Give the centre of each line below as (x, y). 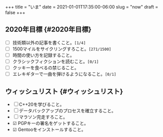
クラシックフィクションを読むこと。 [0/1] (56, 61)
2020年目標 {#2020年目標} (48, 29)
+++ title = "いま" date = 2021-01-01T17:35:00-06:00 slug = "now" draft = (82, 7)
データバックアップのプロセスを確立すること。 (67, 111)
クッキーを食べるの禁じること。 (46, 68)
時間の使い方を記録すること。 (43, 55)
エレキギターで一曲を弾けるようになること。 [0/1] (64, 74)
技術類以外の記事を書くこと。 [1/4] (49, 42)
